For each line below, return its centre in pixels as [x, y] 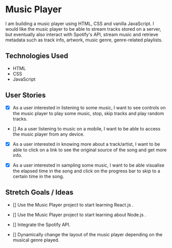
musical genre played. [36, 240]
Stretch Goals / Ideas [39, 193]
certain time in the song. [38, 176]
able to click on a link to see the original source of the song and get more [90, 150]
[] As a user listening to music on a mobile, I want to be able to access [87, 128]
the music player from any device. [49, 134]
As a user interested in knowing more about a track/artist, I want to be [86, 144]
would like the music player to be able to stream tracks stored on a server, [83, 29]
